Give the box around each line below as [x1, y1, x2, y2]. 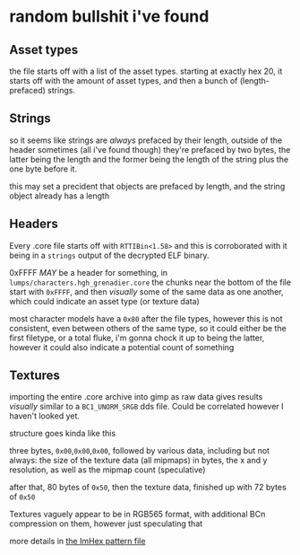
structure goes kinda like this [9, 428, 116, 439]
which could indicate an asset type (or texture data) [9, 295, 200, 306]
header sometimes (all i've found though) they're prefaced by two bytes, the [9, 144, 291, 154]
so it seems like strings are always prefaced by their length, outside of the [9, 135, 283, 145]
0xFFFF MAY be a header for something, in [9, 267, 168, 277]
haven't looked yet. [9, 410, 81, 421]
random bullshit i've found [9, 6, 210, 27]
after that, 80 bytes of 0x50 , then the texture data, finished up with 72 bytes [9, 482, 287, 493]
